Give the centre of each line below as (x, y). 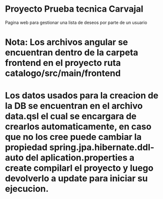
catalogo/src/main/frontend (63, 73)
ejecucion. (27, 189)
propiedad (26, 148)
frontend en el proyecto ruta (63, 63)
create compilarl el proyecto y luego (79, 168)
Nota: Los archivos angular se (66, 42)
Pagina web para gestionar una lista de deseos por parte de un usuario (76, 22)
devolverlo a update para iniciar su (76, 179)
